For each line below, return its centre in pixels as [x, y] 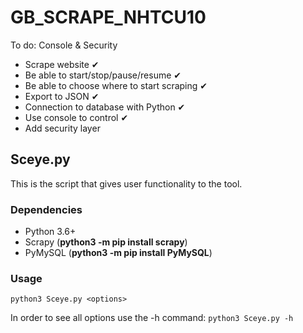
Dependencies [46, 209]
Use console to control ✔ [76, 117]
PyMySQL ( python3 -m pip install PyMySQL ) [118, 253]
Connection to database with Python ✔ [105, 107]
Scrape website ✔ [62, 64]
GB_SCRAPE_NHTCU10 [108, 17]
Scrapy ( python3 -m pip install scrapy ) [106, 242]
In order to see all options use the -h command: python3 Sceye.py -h [152, 318]
